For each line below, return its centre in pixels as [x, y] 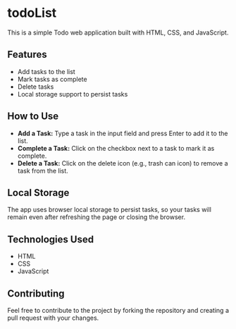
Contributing [36, 293]
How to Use [33, 117]
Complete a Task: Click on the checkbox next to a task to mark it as [116, 148]
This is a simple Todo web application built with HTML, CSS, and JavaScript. [118, 32]
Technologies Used [50, 239]
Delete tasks [36, 87]
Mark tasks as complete [52, 79]
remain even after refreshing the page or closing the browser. [96, 217]
